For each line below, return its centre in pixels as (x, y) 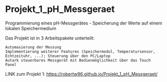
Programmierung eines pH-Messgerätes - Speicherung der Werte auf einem (84, 23)
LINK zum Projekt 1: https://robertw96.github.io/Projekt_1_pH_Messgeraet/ (81, 74)
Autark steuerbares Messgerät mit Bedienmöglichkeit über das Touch (78, 60)
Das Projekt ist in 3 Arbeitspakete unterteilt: (50, 38)
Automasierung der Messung (33, 47)
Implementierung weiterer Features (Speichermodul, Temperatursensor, (80, 51)
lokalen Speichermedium (31, 28)
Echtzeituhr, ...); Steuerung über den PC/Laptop (58, 56)
